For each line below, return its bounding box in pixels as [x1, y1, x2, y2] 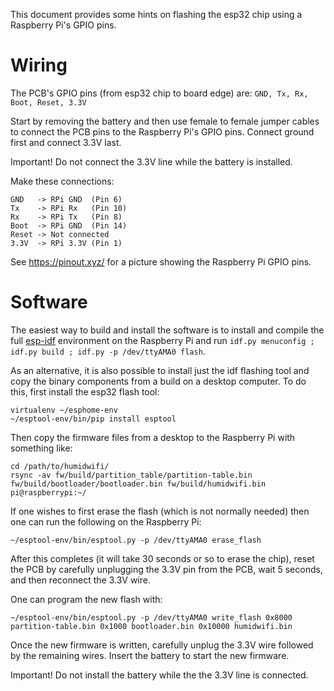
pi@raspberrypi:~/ [10, 487, 87, 498]
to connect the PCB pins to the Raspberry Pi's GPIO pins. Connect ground [10, 125, 315, 138]
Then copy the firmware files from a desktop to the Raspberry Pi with [10, 431, 296, 443]
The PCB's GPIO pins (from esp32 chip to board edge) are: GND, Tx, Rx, [10, 87, 309, 99]
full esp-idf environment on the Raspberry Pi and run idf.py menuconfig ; [10, 334, 315, 346]
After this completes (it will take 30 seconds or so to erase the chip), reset [10, 552, 315, 564]
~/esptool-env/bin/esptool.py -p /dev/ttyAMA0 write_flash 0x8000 [10, 612, 293, 623]
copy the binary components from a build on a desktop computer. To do [10, 375, 307, 387]
